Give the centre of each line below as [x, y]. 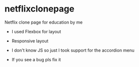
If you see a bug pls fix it [36, 59]
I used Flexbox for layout [36, 31]
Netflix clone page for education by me [44, 22]
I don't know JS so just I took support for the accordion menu [73, 50]
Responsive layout [30, 41]
